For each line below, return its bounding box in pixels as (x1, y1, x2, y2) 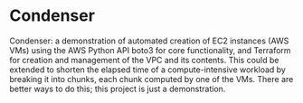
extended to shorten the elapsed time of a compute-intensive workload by (9, 64, 287, 75)
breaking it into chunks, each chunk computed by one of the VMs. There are (9, 73, 294, 84)
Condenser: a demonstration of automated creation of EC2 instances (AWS (9, 35, 289, 46)
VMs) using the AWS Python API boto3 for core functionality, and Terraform (9, 44, 291, 55)
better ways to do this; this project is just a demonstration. (9, 83, 226, 94)
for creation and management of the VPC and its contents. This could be (9, 54, 279, 65)
